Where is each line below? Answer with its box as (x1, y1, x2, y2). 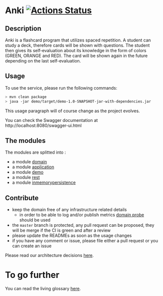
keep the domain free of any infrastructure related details (12, 207, 127, 213)
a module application (12, 164, 54, 170)
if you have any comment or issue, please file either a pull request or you (12, 238, 158, 244)
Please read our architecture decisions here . (5, 253, 94, 258)
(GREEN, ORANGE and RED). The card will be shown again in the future (5, 53, 148, 59)
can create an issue (12, 243, 52, 249)
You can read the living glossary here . (5, 286, 81, 292)
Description (5, 24, 41, 33)
